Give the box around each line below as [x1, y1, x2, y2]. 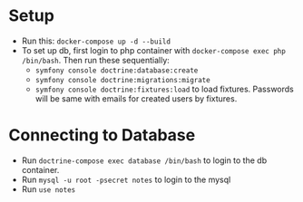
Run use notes [21, 183, 76, 195]
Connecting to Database [8, 125, 196, 146]
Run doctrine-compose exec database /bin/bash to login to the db [21, 155, 268, 166]
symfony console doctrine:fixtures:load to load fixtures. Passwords [34, 83, 294, 94]
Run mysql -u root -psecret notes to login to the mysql [21, 174, 231, 185]
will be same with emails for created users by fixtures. [34, 92, 238, 104]
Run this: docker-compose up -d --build [21, 35, 171, 46]
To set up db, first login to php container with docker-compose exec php [21, 44, 287, 55]
